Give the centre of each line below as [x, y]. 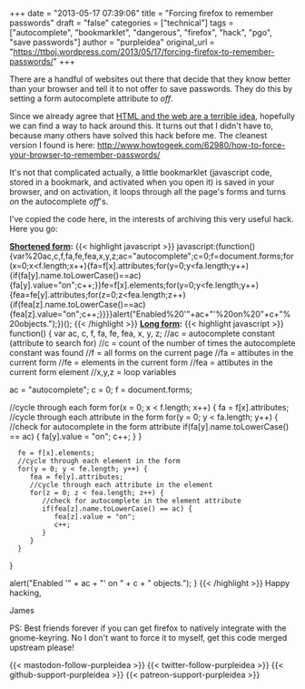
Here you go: [34, 228]
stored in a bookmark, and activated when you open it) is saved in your [142, 182]
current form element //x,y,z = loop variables [93, 372]
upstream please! [42, 647]
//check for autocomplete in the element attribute [142, 501]
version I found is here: [52, 145]
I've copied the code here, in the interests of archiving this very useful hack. [152, 219]
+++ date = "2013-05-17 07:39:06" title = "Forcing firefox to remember [142, 13]
